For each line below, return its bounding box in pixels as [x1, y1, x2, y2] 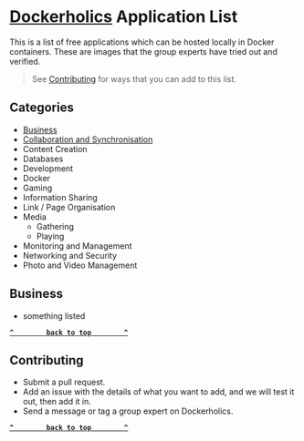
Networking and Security [22, 250, 117, 261]
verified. [9, 56, 41, 67]
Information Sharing [22, 191, 98, 202]
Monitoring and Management [22, 240, 132, 251]
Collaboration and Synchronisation [22, 134, 153, 145]
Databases [22, 153, 64, 164]
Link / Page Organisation [22, 201, 116, 212]
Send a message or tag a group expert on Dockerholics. [22, 405, 234, 416]
